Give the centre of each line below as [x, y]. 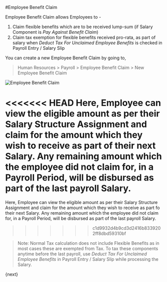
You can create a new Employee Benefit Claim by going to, [66, 58]
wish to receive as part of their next [80, 146]
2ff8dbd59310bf [109, 233]
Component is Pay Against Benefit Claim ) [55, 32]
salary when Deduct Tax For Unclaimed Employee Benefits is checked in [87, 43]
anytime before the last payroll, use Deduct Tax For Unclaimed [82, 254]
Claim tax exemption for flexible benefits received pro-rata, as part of [84, 37]
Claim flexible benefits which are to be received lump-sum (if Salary [82, 27]
